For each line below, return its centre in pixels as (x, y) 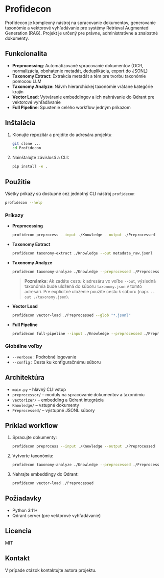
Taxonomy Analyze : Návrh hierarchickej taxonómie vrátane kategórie (82, 86)
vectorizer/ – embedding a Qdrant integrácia (58, 400)
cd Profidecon (26, 148)
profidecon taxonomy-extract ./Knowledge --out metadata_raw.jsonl (82, 253)
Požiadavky (23, 499)
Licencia (18, 531)
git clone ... (26, 143)
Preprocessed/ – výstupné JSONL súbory (53, 410)
